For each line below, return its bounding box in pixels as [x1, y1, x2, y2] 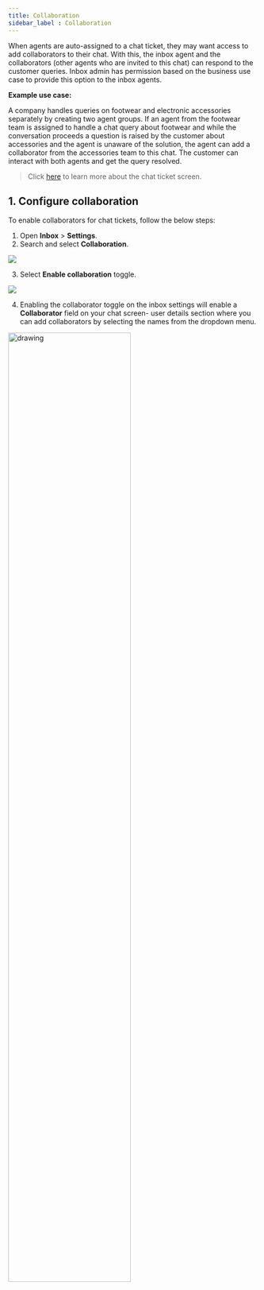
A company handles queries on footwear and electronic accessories [8, 105, 231, 115]
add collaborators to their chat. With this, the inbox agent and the [8, 49, 221, 59]
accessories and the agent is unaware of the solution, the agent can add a [8, 139, 251, 149]
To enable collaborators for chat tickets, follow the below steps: [8, 215, 216, 225]
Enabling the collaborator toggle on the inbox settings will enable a [19, 300, 238, 310]
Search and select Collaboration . [19, 239, 129, 249]
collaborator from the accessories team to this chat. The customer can [8, 148, 239, 157]
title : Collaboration [8, 11, 80, 20]
